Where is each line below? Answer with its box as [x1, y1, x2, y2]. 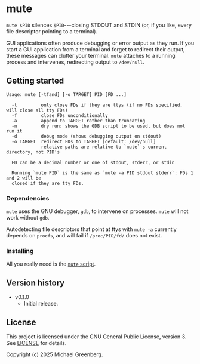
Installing [6, 246, 34, 255]
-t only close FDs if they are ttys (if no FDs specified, [11, 102, 183, 108]
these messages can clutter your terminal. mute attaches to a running [6, 52, 176, 59]
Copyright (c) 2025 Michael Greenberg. [6, 351, 103, 358]
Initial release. [23, 300, 59, 307]
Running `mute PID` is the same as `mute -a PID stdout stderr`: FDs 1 [11, 169, 194, 176]
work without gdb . [6, 214, 50, 221]
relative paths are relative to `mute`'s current [41, 144, 167, 150]
